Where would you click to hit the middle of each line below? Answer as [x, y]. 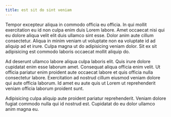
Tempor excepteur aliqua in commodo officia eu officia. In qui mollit [76, 24]
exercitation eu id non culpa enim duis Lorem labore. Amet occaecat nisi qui [85, 30]
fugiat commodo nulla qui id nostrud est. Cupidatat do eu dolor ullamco [80, 104]
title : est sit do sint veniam [39, 10]
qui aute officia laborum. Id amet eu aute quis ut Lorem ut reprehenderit [80, 83]
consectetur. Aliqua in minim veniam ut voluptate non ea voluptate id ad [80, 41]
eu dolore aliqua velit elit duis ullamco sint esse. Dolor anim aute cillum [80, 35]
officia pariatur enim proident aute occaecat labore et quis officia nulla [79, 72]
